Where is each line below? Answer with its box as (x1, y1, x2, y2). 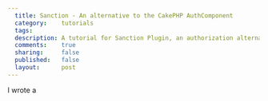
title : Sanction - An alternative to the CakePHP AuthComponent (14, 11, 234, 20)
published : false (14, 56, 80, 64)
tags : (14, 26, 34, 34)
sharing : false (14, 49, 80, 56)
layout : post (14, 64, 77, 72)
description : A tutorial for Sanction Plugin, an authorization (14, 33, 234, 42)
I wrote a (7, 85, 37, 95)
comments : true (14, 41, 77, 49)
